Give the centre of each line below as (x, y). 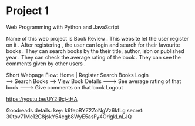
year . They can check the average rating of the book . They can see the (93, 57)
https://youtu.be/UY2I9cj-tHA (42, 99)
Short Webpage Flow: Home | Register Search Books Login (77, 75)
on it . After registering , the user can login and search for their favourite (93, 45)
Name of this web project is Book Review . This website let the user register (97, 38)
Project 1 (27, 11)
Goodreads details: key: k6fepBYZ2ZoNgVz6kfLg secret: (75, 110)
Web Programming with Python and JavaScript (63, 27)
